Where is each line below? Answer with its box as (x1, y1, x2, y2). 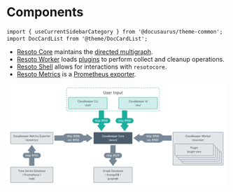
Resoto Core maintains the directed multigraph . (16, 47, 153, 56)
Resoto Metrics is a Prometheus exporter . (16, 69, 136, 78)
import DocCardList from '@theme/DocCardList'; (6, 35, 148, 42)
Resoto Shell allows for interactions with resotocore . (16, 62, 167, 71)
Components (6, 4, 84, 20)
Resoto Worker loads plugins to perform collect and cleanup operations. (16, 55, 225, 63)
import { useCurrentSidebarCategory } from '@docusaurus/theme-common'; (6, 28, 223, 35)
